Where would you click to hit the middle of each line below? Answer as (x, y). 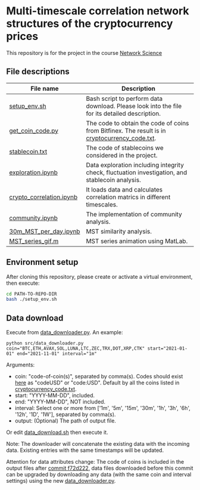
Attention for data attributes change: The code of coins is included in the (95, 462)
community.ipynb (33, 218)
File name (45, 88)
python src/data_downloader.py (45, 343)
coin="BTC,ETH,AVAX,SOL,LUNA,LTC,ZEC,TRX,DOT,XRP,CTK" (76, 349)
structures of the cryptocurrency (90, 24)
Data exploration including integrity (135, 165)
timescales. (102, 204)
